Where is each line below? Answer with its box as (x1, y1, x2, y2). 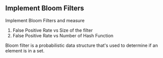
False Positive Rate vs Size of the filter (12, 27, 93, 33)
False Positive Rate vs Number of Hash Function (12, 32, 114, 38)
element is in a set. (5, 47, 45, 53)
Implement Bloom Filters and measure (5, 17, 85, 23)
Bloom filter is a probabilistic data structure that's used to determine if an (5, 42, 158, 48)
